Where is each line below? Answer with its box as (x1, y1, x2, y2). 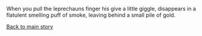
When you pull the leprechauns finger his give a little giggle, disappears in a (6, 5, 197, 12)
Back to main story (6, 23, 54, 30)
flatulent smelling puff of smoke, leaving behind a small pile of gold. (6, 11, 176, 19)
